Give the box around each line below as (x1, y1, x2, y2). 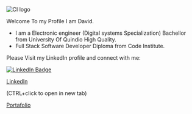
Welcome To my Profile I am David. (6, 18, 94, 24)
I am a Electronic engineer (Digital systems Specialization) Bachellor (15, 29, 187, 37)
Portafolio (6, 101, 31, 109)
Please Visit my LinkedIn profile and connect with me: (6, 54, 141, 61)
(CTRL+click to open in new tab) (6, 90, 87, 97)
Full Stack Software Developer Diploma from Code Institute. (15, 43, 165, 49)
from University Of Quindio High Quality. (15, 36, 117, 43)
